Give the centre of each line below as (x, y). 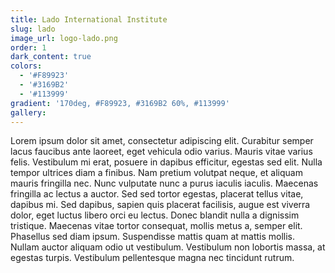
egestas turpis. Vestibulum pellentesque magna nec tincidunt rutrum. (152, 258)
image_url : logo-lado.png (64, 38)
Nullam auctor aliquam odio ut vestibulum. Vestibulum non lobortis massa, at (168, 247)
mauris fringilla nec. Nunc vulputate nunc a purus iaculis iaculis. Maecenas (164, 183)
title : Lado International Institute (89, 19)
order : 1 (28, 47)
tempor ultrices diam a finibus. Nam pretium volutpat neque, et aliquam (156, 173)
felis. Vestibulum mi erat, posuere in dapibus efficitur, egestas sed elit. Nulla (166, 162)
